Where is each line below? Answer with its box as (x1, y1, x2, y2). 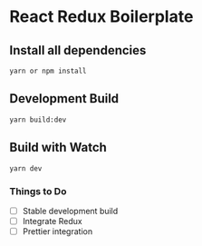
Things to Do (9, 184, 67, 197)
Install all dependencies (9, 43, 147, 58)
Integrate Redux (22, 215, 83, 226)
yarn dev (9, 163, 43, 173)
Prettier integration (22, 226, 93, 237)
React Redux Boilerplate (9, 6, 194, 27)
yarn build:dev (9, 115, 67, 124)
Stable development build (22, 205, 119, 216)
